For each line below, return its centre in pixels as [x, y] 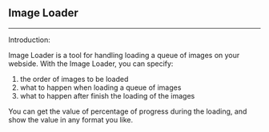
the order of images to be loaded [74, 79]
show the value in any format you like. [71, 119]
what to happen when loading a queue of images [100, 87]
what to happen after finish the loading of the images [107, 95]
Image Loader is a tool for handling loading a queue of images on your [124, 55]
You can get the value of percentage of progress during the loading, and [128, 111]
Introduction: [29, 40]
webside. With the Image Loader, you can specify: [91, 64]
